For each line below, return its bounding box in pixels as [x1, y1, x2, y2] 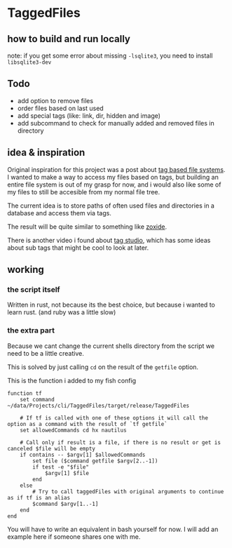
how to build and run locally [7, 33, 131, 45]
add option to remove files [17, 96, 93, 105]
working [7, 264, 44, 276]
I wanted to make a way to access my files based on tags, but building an [7, 173, 219, 181]
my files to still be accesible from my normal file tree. [7, 187, 161, 196]
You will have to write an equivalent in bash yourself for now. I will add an [7, 525, 219, 533]
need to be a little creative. [7, 349, 84, 357]
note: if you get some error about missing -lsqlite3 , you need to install [7, 51, 213, 60]
